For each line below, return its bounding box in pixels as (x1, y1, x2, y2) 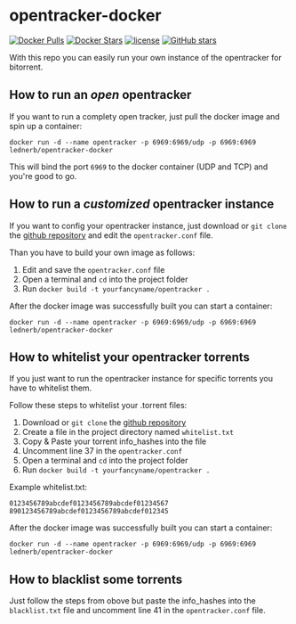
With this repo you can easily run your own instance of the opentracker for (9, 52, 283, 62)
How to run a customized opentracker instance (9, 197, 275, 212)
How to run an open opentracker (9, 87, 192, 103)
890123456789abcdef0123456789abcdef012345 (9, 507, 169, 516)
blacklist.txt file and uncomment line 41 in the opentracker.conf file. (9, 605, 266, 616)
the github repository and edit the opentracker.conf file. (9, 229, 213, 241)
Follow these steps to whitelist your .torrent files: (9, 400, 188, 411)
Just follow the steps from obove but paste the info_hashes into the (9, 595, 256, 606)
